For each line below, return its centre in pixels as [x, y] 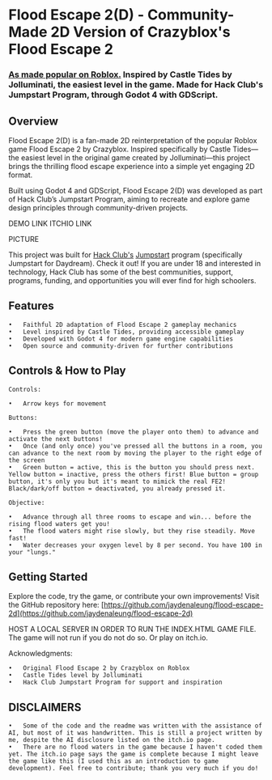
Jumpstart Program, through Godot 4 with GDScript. [113, 95]
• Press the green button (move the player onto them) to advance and [134, 432]
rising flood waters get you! [59, 524]
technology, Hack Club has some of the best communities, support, [121, 272]
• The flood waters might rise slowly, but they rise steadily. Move [132, 531]
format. [21, 175]
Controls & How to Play [67, 371]
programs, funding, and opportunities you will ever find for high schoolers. [132, 280]
